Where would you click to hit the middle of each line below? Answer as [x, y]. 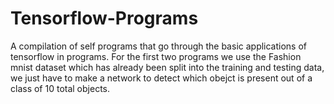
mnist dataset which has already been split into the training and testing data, [167, 67]
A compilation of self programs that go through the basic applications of [159, 46]
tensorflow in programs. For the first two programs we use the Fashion [156, 56]
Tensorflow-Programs [104, 18]
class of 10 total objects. [60, 88]
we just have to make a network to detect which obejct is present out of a [161, 78]
